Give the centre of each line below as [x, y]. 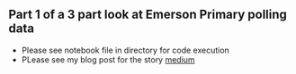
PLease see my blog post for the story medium [108, 59]
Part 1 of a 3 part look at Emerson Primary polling [148, 15]
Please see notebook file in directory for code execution [126, 50]
